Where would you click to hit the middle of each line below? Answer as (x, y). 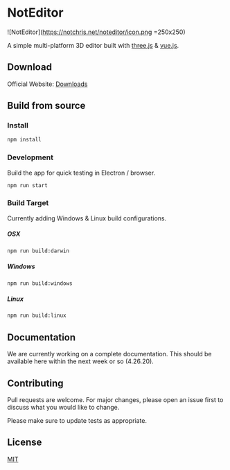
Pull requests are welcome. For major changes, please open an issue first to (115, 399)
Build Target (28, 203)
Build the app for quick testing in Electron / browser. (81, 173)
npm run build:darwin (38, 251)
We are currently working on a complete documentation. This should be (110, 354)
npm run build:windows (40, 283)
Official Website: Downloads (47, 84)
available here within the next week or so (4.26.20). (80, 361)
